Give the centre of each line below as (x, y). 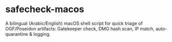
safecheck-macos (45, 9)
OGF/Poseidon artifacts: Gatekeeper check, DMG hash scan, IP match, (80, 28)
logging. (42, 34)
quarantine (17, 34)
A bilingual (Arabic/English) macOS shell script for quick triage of (74, 23)
